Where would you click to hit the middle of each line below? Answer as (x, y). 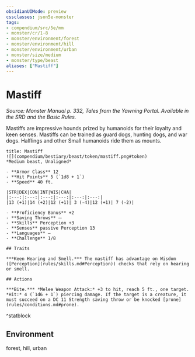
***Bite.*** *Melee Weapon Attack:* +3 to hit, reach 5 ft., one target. (98, 290)
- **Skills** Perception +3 (40, 223)
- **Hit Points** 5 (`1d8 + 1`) (45, 177)
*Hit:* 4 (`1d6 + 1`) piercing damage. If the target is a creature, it (96, 295)
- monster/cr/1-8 (27, 33)
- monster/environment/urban (41, 50)
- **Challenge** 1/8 (31, 238)
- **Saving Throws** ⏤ (34, 218)
